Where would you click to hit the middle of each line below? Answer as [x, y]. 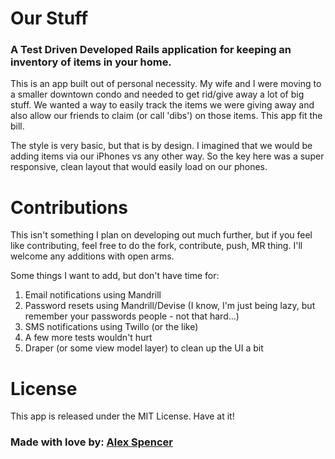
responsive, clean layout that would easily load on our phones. [139, 167]
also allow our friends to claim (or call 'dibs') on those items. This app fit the [166, 116]
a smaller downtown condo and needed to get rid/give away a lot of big [157, 94]
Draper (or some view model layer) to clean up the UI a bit [144, 348]
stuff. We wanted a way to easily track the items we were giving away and [162, 105]
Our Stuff [49, 18]
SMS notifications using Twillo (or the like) [111, 327]
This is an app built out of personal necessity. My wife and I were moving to [166, 84]
